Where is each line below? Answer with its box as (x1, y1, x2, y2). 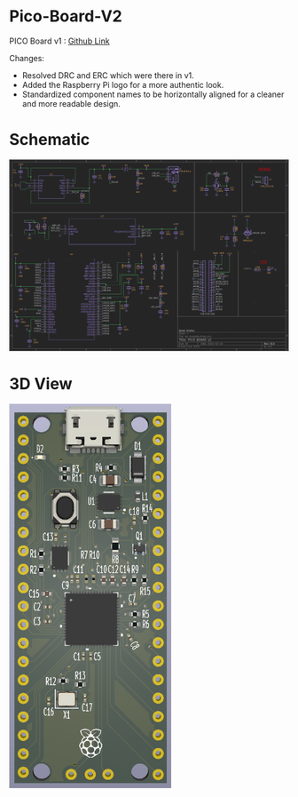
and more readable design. (21, 98, 122, 108)
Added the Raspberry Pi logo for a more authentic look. (21, 79, 224, 90)
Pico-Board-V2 (9, 6, 122, 27)
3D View (9, 374, 73, 395)
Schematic (9, 130, 90, 150)
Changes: (9, 52, 44, 63)
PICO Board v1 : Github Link (9, 36, 110, 46)
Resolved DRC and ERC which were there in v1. (21, 69, 194, 81)
